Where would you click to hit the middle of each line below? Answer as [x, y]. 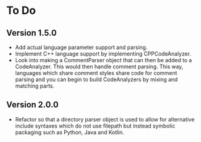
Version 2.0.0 [32, 105]
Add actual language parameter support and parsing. [81, 47]
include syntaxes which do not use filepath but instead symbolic [95, 126]
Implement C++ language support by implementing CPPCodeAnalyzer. [103, 54]
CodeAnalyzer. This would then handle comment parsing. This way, [99, 66]
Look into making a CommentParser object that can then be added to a [104, 60]
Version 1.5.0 [31, 33]
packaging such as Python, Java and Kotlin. [70, 132]
